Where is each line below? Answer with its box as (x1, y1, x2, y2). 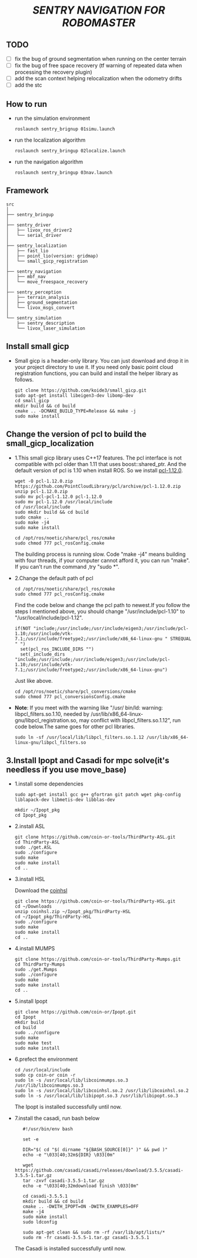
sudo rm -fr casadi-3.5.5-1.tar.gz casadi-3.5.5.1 (22, 1235, 149, 1241)
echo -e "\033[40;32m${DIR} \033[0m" (22, 1152, 115, 1158)
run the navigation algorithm (14, 158, 84, 165)
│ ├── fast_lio (6, 247, 49, 254)
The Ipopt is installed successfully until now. (14, 1103, 122, 1110)
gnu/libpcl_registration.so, (14, 716, 78, 723)
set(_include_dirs (20, 651, 65, 657)
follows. (14, 376, 34, 383)
